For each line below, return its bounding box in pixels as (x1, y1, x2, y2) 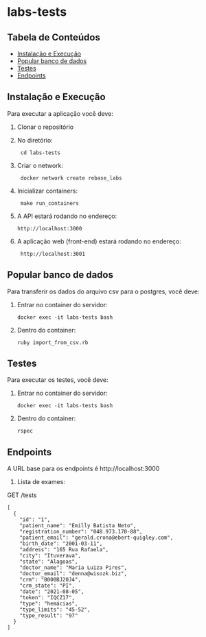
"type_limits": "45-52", (19, 606, 91, 614)
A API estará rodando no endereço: (16, 212, 117, 220)
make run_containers (20, 200, 79, 206)
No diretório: (16, 136, 53, 144)
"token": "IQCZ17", (19, 594, 76, 601)
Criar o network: (16, 161, 64, 169)
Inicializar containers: (16, 187, 78, 195)
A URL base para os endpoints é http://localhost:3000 (7, 464, 160, 473)
